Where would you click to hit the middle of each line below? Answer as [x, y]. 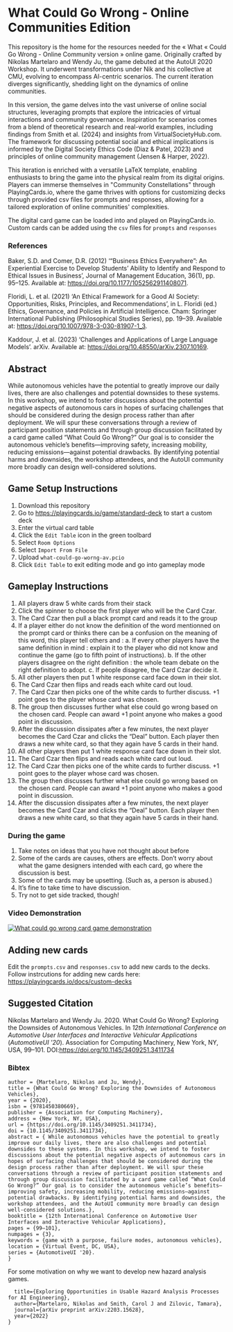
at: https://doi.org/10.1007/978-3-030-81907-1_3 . [78, 326]
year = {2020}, [30, 1100]
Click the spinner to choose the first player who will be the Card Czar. [117, 611]
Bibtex [19, 1068]
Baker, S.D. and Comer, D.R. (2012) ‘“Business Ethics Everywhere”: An [107, 261]
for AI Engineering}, [39, 1298]
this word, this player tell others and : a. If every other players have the [119, 640]
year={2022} [32, 1316]
